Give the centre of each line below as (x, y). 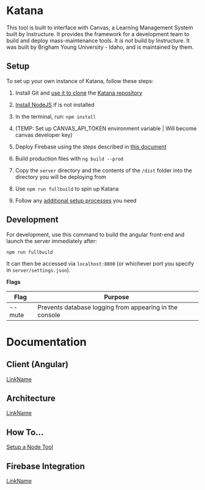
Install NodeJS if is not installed (55, 104)
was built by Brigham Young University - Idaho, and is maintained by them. (100, 47)
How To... (25, 432)
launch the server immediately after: (52, 241)
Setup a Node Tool (30, 447)
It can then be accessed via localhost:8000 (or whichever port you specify (100, 263)
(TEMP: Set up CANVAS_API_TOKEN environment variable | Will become (106, 128)
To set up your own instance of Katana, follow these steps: (80, 81)
